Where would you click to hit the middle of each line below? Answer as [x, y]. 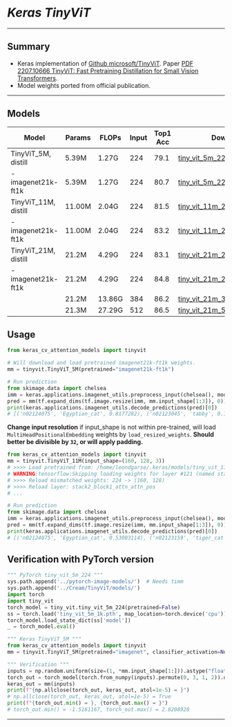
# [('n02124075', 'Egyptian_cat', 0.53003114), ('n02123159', [98, 537]
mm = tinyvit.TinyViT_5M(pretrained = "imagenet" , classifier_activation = [114, 652]
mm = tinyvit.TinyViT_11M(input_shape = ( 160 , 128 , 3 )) [86, 461]
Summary [29, 47]
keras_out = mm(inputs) [41, 684]
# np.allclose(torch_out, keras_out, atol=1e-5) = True [89, 697]
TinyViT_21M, [33, 250]
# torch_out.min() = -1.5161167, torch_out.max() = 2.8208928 [98, 710]
